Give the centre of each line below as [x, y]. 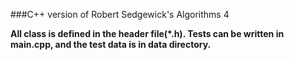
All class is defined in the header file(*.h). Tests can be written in [147, 33]
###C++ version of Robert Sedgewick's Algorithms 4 [120, 14]
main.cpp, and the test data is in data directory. [111, 44]
